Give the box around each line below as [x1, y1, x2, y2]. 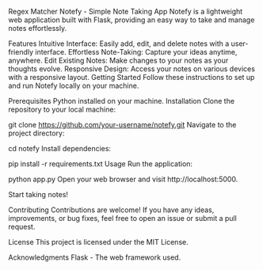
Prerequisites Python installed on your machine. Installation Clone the [8, 97, 235, 105]
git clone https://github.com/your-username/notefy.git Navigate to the [8, 120, 237, 129]
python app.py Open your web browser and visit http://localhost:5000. [8, 174, 238, 184]
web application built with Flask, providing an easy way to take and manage [8, 15, 255, 25]
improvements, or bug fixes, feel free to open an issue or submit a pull [8, 214, 238, 222]
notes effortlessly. [8, 24, 67, 32]
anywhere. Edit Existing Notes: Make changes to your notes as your [8, 55, 229, 65]
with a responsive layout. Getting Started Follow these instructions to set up [8, 73, 255, 82]
